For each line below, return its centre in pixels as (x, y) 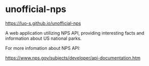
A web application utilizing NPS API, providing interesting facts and (75, 33)
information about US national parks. (43, 38)
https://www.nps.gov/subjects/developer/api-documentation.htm (73, 58)
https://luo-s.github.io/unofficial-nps (43, 23)
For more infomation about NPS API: (43, 48)
